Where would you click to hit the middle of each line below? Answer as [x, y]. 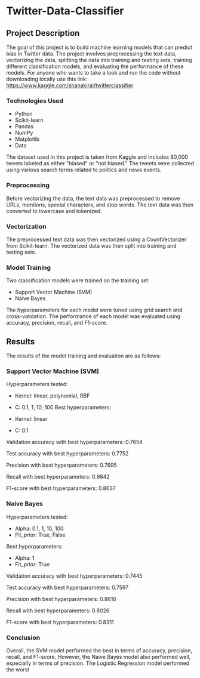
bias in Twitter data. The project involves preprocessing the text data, [92, 54]
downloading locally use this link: [47, 79]
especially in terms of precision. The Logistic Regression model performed [98, 663]
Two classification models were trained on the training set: [78, 281]
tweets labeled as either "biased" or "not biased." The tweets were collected [100, 164]
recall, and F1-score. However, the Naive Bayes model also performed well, [99, 657]
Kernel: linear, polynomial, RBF [52, 396]
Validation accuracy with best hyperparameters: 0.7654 [75, 442]
